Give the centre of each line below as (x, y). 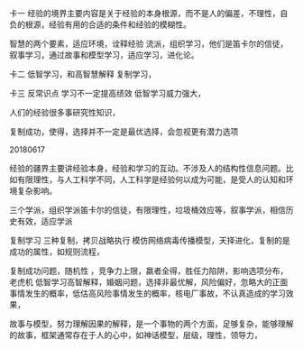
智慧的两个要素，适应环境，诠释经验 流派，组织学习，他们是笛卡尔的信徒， (149, 44)
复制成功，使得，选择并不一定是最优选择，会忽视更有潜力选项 (124, 132)
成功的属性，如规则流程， (57, 252)
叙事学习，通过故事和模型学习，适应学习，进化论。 (104, 55)
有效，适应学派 (45, 221)
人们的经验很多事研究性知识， (64, 112)
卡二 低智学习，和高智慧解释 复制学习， (83, 74)
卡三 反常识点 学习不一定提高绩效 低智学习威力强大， (107, 93)
